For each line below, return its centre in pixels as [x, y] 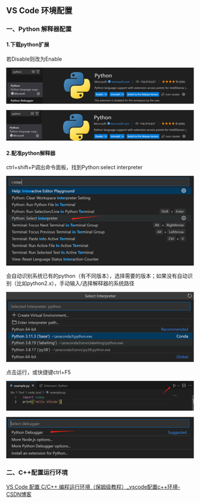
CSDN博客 [19, 494]
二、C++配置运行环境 [37, 473]
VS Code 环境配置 [39, 11]
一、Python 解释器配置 [39, 29]
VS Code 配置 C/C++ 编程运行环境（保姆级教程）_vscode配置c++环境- [93, 486]
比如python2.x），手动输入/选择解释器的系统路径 [76, 283]
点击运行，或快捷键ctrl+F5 [39, 372]
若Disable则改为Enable [34, 59]
